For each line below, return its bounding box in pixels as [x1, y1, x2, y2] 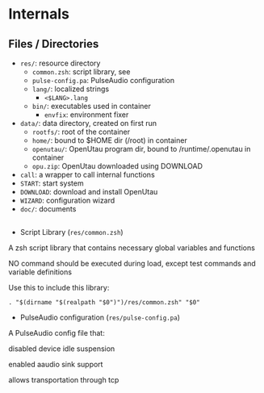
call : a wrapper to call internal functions [19, 170, 155, 179]
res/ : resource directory [19, 58, 101, 68]
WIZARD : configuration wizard [19, 195, 115, 205]
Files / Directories [8, 37, 99, 51]
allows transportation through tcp [8, 375, 119, 385]
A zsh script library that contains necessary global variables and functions [8, 243, 256, 253]
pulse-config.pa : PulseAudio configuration [31, 76, 175, 85]
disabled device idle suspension [8, 344, 115, 353]
